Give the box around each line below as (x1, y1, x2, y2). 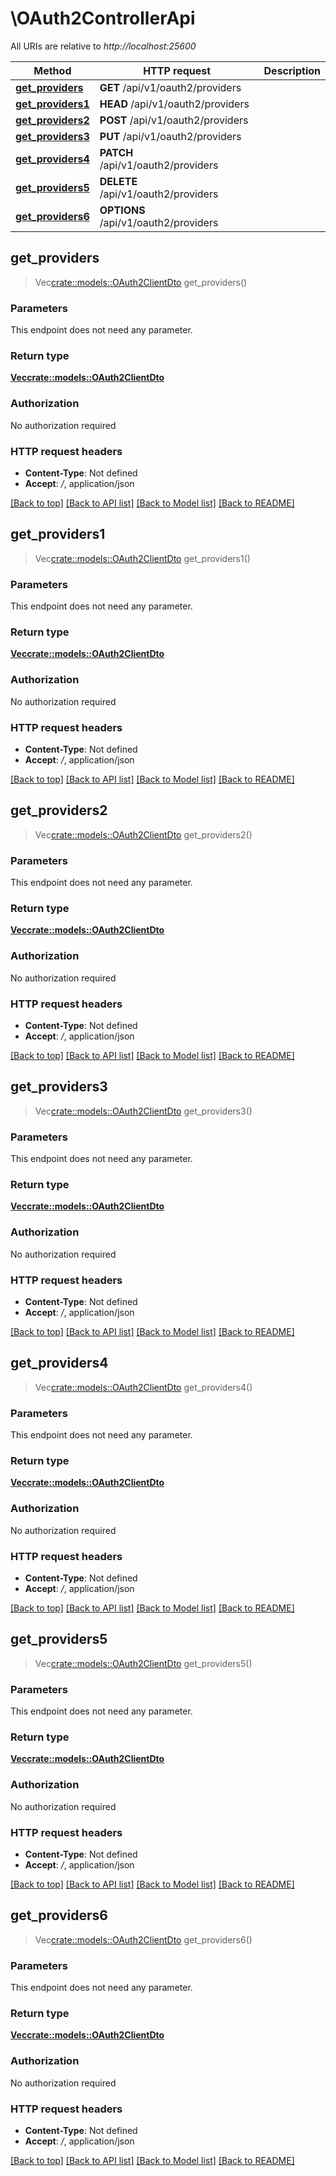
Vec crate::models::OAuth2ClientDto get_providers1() (34, 552, 251, 564)
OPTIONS (99, 203, 146, 217)
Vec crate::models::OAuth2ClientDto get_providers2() (34, 828, 253, 841)
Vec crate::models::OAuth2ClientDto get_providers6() (34, 1933, 253, 1946)
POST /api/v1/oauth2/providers (99, 113, 249, 127)
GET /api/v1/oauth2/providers (99, 80, 242, 94)
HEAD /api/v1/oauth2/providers (99, 97, 250, 111)
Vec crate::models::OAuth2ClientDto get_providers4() (34, 1381, 253, 1393)
